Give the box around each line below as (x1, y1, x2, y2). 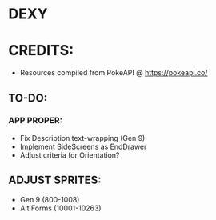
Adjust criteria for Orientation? (19, 150, 120, 160)
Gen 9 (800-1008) (19, 194, 80, 204)
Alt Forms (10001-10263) (19, 203, 102, 213)
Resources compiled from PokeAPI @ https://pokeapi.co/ (19, 68, 208, 78)
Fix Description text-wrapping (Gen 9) (19, 133, 146, 142)
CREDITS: (8, 42, 74, 60)
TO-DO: (8, 91, 48, 105)
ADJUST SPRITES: (8, 174, 102, 187)
